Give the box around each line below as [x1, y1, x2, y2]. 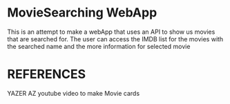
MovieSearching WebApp [7, 5, 157, 21]
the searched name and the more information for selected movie [7, 42, 191, 50]
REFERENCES [7, 67, 86, 82]
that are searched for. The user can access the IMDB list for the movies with [7, 34, 224, 43]
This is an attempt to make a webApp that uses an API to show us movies [7, 28, 215, 36]
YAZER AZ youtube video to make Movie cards [7, 89, 140, 97]
